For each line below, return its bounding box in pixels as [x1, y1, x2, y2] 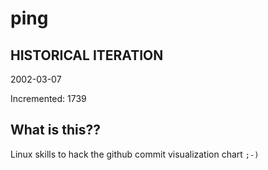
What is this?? [10, 122, 101, 139]
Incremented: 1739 [10, 93, 87, 104]
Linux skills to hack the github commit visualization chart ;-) [10, 148, 260, 160]
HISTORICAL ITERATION [10, 47, 164, 64]
